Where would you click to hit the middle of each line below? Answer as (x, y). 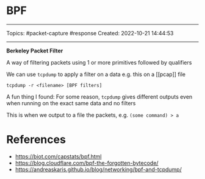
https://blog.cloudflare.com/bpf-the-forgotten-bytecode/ (87, 163)
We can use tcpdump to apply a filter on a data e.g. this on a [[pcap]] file (96, 74)
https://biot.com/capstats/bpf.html (58, 156)
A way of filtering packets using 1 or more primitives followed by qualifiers (99, 62)
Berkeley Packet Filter (35, 51)
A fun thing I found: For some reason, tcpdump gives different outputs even (99, 97)
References (36, 140)
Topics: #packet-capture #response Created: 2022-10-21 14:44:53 (90, 33)
